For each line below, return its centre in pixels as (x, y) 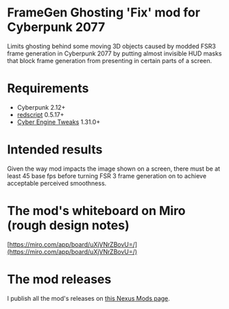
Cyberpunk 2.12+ (41, 107)
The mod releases (59, 279)
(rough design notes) (68, 225)
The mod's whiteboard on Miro (97, 211)
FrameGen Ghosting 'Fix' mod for (104, 13)
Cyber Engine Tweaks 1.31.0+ (59, 122)
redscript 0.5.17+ (40, 114)
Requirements (48, 89)
